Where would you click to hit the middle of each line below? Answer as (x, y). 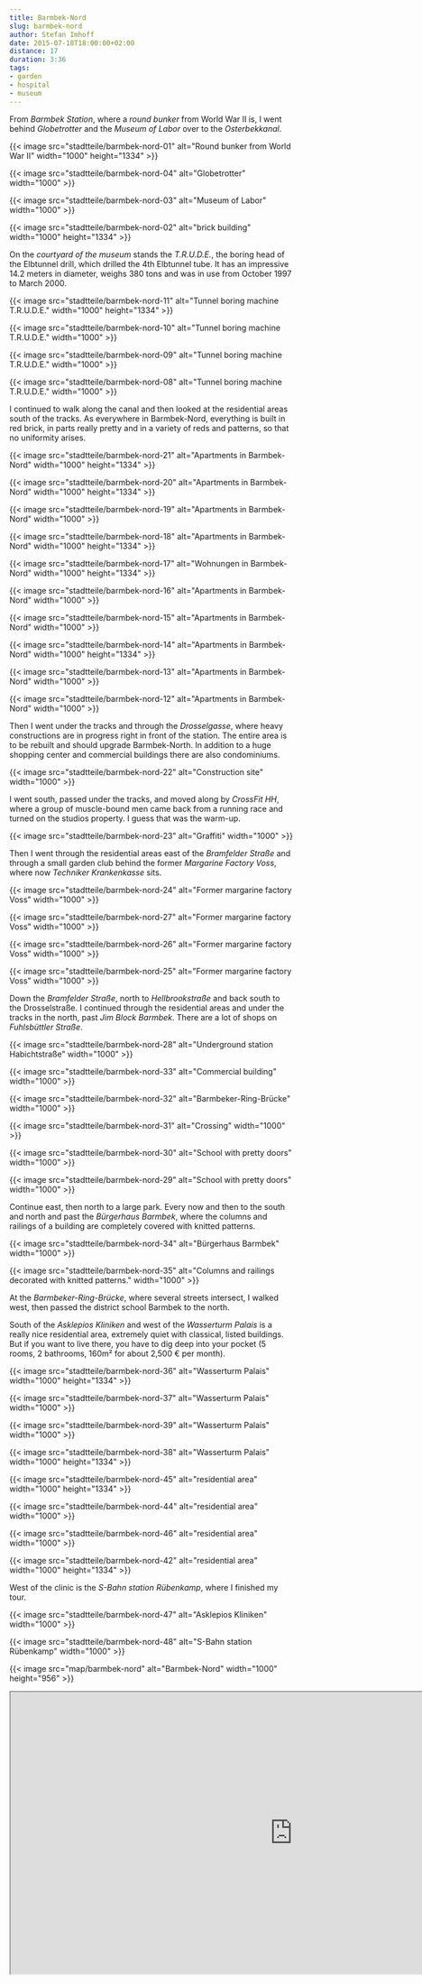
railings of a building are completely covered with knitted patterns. (133, 1226)
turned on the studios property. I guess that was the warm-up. (125, 818)
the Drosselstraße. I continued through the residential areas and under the (147, 1008)
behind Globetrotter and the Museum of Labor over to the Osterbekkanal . (146, 128)
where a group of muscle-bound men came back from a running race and (147, 808)
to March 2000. (38, 283)
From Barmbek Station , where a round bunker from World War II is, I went (146, 119)
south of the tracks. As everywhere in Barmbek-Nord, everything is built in (147, 418)
